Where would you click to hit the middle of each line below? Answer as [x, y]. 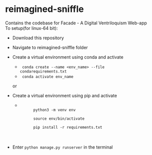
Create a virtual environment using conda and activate [68, 57]
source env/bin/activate [59, 118]
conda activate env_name [48, 77]
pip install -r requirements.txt [68, 127]
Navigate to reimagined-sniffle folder [50, 47]
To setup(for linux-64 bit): [32, 28]
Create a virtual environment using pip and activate [65, 95]
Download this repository [38, 38]
